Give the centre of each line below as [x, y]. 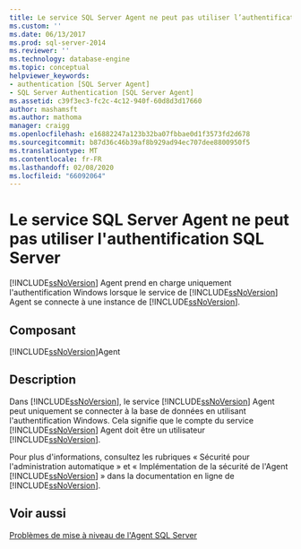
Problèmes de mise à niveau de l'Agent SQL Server [103, 535]
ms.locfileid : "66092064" [57, 176]
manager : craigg [39, 126]
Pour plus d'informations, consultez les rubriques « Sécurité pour [130, 457]
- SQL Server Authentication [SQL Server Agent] [102, 92]
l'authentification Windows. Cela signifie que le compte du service [131, 420]
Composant [43, 330]
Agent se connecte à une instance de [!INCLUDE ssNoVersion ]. [125, 302]
